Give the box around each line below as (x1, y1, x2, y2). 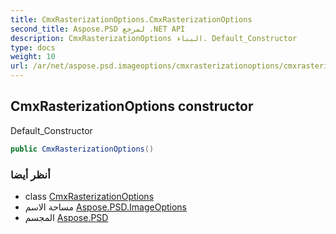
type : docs (10, 42, 56, 53)
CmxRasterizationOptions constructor (10, 98, 254, 115)
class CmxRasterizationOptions (24, 190, 155, 202)
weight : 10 (10, 52, 56, 62)
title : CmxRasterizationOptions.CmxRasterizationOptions (10, 14, 253, 25)
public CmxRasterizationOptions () (10, 144, 155, 154)
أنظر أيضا (10, 167, 51, 181)
